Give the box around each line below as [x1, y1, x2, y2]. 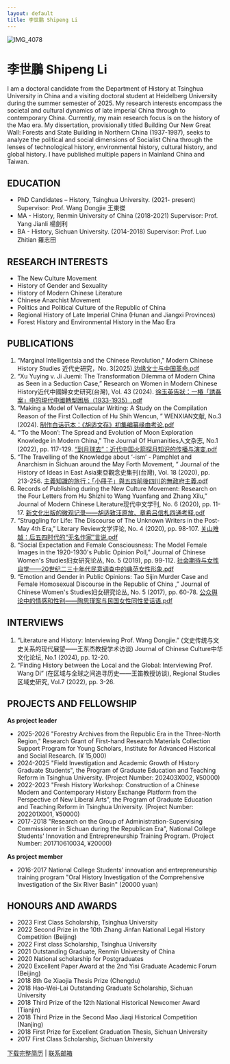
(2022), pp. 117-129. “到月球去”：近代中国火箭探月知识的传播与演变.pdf [16, 444, 218, 453]
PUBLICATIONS [7, 338, 74, 350]
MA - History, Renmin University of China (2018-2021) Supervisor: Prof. [16, 212, 218, 220]
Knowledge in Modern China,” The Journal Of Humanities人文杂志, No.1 [16, 436, 218, 444]
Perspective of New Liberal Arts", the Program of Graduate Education [16, 795, 213, 804]
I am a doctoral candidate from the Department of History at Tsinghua [7, 84, 204, 93]
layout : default [7, 10, 53, 17]
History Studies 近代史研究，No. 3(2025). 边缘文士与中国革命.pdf [16, 364, 200, 372]
